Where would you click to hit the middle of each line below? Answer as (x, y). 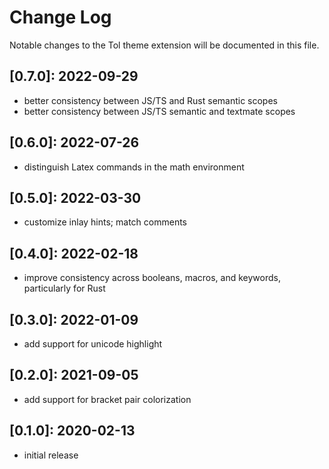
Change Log (60, 17)
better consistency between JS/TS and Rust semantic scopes (150, 100)
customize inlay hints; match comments (105, 222)
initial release (51, 455)
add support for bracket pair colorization (107, 399)
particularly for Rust (64, 288)
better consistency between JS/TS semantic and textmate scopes (159, 111)
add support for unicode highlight (93, 344)
